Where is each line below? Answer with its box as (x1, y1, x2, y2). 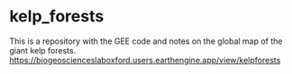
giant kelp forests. (9, 45, 77, 55)
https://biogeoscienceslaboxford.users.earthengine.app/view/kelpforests (9, 54, 281, 65)
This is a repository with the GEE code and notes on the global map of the (9, 36, 283, 46)
